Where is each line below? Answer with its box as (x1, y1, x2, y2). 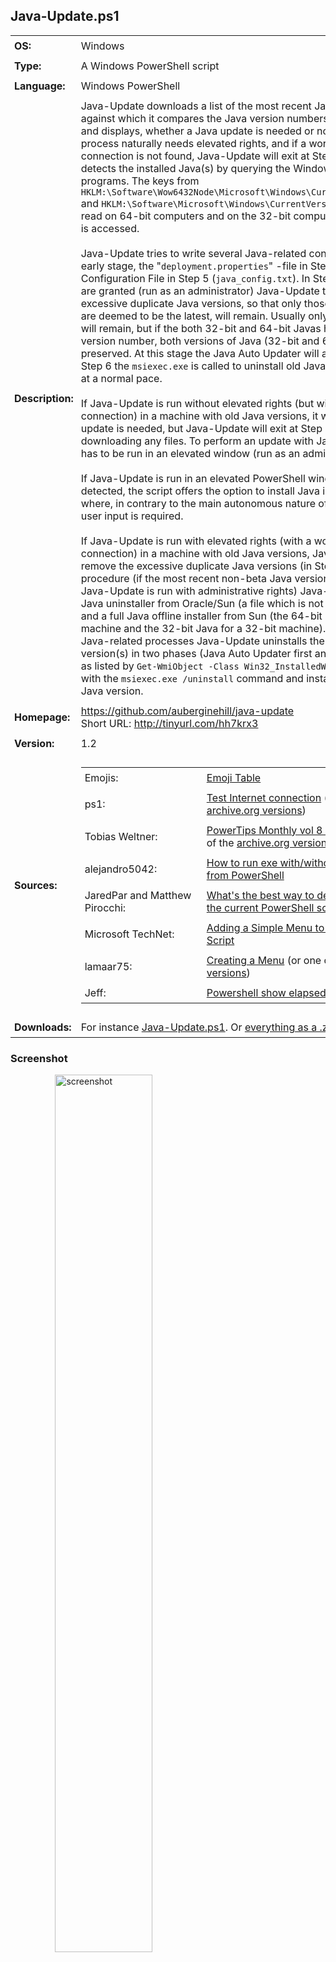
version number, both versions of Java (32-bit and (80, 334, 320, 348)
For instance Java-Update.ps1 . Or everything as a (80, 1020, 318, 1034)
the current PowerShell (206, 900, 315, 914)
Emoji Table (206, 770, 262, 784)
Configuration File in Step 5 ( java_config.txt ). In (80, 271, 311, 285)
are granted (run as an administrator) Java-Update (80, 284, 320, 298)
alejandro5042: (84, 862, 158, 876)
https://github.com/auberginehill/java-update (80, 704, 295, 718)
